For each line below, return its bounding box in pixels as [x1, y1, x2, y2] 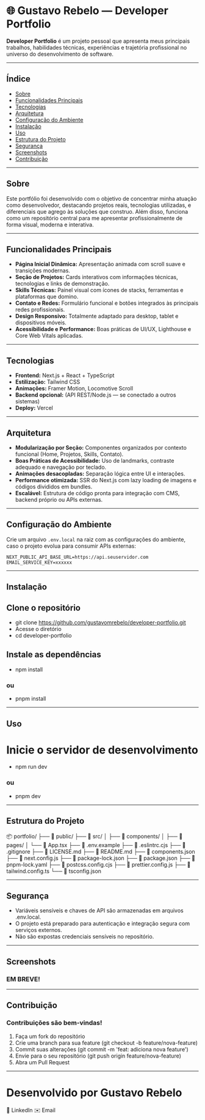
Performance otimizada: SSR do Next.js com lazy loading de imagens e [15, 477, 197, 483]
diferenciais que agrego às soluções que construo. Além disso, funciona [6, 207, 189, 215]
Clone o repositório [6, 602, 81, 613]
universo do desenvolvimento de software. [6, 50, 114, 58]
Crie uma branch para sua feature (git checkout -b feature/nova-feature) [15, 1039, 198, 1047]
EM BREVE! [6, 974, 41, 983]
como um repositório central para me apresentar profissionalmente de [6, 214, 183, 222]
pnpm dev [15, 792, 41, 799]
